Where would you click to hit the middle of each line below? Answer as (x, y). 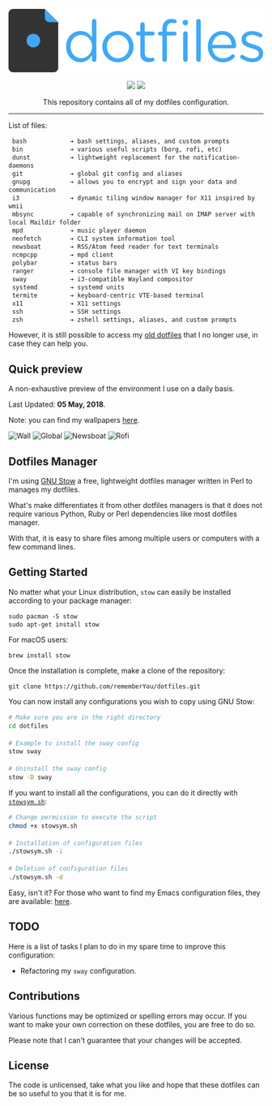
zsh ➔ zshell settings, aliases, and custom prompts (124, 320)
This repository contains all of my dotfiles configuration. (136, 102)
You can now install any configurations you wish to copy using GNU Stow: (132, 701)
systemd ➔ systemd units (68, 288)
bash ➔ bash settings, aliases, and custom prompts (121, 142)
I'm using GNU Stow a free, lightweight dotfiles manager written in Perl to (131, 481)
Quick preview (46, 369)
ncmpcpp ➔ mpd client (63, 255)
